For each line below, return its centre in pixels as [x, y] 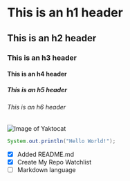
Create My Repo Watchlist [54, 162]
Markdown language [46, 169]
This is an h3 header [42, 58]
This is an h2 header [52, 38]
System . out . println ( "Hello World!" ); [62, 141]
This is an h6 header [37, 107]
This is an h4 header [37, 74]
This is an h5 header [37, 89]
